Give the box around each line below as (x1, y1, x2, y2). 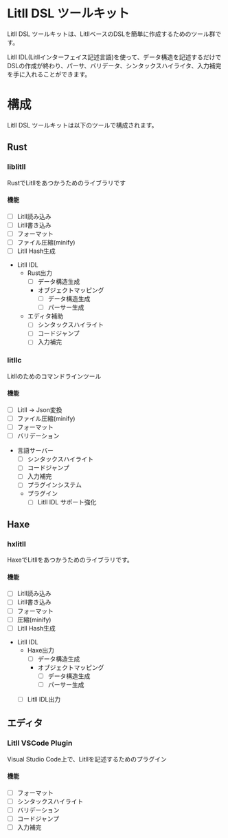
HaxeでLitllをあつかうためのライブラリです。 (7, 555, 134, 564)
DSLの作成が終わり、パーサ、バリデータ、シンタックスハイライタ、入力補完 (7, 61, 222, 70)
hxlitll (7, 539, 26, 549)
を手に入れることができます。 (7, 70, 91, 79)
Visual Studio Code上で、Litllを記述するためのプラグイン (7, 755, 167, 763)
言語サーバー (16, 447, 54, 455)
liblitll (7, 162, 26, 172)
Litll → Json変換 (16, 405, 62, 413)
